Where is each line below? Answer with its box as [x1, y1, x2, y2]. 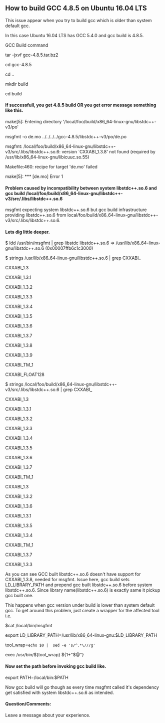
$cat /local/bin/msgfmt [5, 623, 52, 629]
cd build [5, 90, 22, 97]
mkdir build [5, 81, 28, 87]
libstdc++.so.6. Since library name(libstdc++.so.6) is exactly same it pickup [5, 587, 160, 593]
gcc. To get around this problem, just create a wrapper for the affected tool [5, 608, 160, 614]
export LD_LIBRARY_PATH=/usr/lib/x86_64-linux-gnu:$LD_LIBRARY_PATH [5, 632, 157, 638]
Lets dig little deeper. [5, 229, 50, 235]
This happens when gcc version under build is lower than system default [5, 602, 155, 608]
